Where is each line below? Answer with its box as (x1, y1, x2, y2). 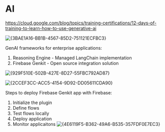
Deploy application (12, 115, 52, 122)
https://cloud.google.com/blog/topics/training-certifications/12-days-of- (5, 20, 157, 26)
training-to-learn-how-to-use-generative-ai (5, 25, 96, 31)
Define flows (12, 105, 40, 111)
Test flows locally (12, 110, 49, 116)
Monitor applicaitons (12, 121, 56, 127)
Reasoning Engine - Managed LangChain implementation (12, 54, 132, 61)
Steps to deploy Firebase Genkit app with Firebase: (5, 89, 112, 95)
